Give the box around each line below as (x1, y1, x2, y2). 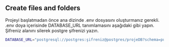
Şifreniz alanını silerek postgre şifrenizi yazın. (5, 27, 99, 34)
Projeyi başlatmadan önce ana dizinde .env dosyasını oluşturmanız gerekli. (5, 17, 160, 23)
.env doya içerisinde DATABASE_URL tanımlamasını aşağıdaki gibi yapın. (5, 22, 154, 28)
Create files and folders (5, 4, 80, 12)
